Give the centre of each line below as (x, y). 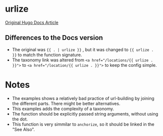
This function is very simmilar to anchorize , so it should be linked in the (83, 124)
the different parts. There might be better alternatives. (66, 103)
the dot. (20, 119)
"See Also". (23, 129)
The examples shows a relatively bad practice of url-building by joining (83, 98)
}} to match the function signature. (47, 55)
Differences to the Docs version (54, 38)
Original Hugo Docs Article (32, 22)
